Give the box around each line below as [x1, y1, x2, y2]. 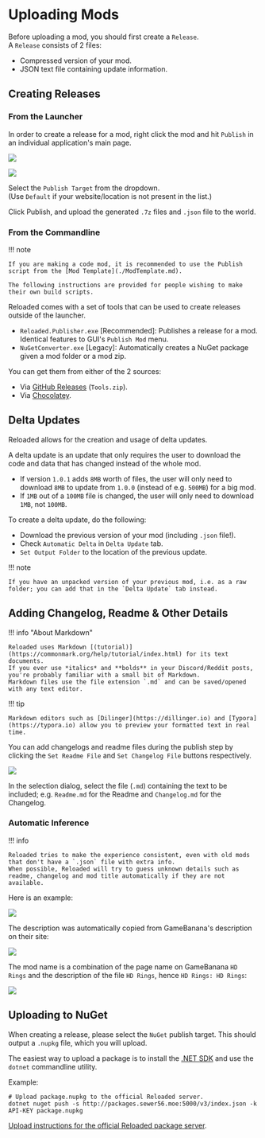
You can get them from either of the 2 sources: [8, 366, 161, 376]
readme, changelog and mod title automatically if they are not [8, 871, 225, 880]
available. [8, 879, 44, 887]
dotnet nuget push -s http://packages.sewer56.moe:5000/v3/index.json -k [8, 1100, 258, 1108]
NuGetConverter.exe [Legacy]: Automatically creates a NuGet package [19, 342, 249, 352]
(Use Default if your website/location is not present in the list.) [8, 191, 213, 201]
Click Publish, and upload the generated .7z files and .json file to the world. [8, 207, 256, 216]
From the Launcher [8, 111, 83, 123]
